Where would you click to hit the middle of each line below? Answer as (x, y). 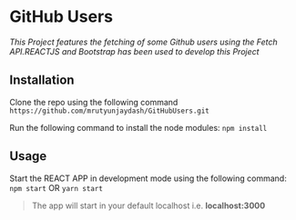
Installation (42, 80)
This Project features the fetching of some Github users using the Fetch (143, 42)
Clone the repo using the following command (94, 102)
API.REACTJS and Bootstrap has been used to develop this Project (134, 51)
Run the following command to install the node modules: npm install (138, 127)
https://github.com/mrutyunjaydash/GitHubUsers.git (109, 111)
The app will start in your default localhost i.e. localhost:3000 (148, 205)
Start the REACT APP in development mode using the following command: (148, 178)
